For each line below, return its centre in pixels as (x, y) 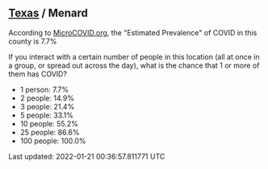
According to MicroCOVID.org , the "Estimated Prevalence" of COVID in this (133, 32)
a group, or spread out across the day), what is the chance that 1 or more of (134, 65)
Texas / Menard (48, 13)
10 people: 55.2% (49, 123)
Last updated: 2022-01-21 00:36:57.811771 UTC (87, 156)
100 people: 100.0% (53, 141)
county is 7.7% (33, 41)
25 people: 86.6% (50, 132)
